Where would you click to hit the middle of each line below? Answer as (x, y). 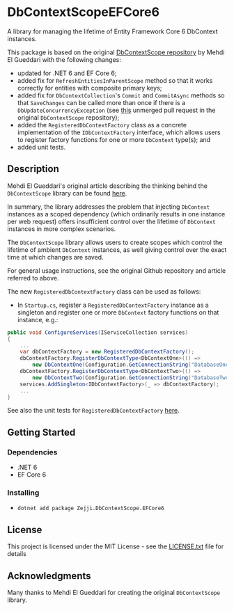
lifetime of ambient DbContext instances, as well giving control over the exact (117, 249)
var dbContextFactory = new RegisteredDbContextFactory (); (107, 352)
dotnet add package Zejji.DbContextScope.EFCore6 (91, 509)
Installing (23, 493)
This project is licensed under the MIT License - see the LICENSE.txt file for (116, 546)
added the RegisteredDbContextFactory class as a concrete (102, 125)
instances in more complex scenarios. (62, 229)
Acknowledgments (49, 576)
